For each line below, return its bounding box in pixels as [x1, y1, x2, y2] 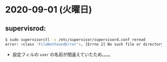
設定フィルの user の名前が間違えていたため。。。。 [12, 51, 113, 57]
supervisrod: [5, 24, 46, 32]
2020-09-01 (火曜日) [5, 4, 92, 15]
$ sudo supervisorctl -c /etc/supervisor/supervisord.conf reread [5, 37, 146, 42]
